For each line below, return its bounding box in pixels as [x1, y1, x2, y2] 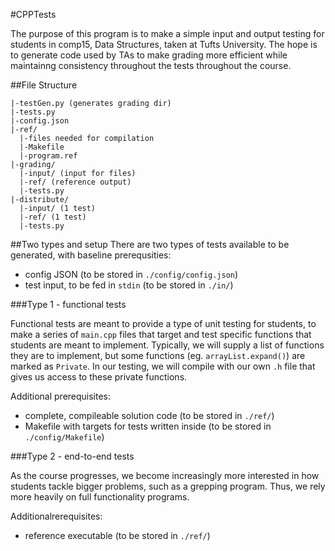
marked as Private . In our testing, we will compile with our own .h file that [10, 360, 316, 372]
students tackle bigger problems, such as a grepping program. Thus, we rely [10, 480, 326, 492]
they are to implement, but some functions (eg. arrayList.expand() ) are [10, 350, 306, 361]
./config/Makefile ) [24, 431, 105, 443]
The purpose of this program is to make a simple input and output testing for [10, 28, 325, 39]
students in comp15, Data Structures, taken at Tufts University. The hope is [10, 39, 318, 50]
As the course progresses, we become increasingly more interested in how [10, 470, 320, 481]
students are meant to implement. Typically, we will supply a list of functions [10, 339, 325, 351]
